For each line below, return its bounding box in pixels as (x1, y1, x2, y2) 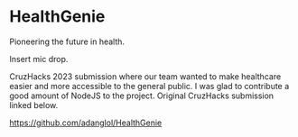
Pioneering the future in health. (9, 36, 125, 47)
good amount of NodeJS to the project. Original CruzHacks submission (9, 90, 274, 101)
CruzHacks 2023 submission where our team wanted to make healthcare (9, 70, 282, 82)
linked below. (9, 99, 59, 110)
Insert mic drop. (9, 53, 69, 64)
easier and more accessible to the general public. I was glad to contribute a (9, 80, 290, 91)
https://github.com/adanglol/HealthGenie (9, 117, 163, 128)
